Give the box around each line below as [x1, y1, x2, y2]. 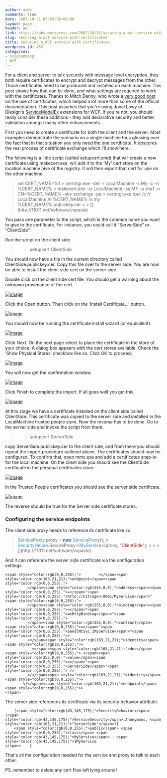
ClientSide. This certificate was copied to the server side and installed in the [5, 413, 162, 419]
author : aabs [5, 7, 32, 12]
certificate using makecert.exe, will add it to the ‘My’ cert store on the [5, 160, 148, 166]
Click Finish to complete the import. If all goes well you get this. [5, 389, 135, 395]
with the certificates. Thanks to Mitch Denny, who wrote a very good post [5, 93, 156, 99]
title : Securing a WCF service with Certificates [5, 40, 110, 45]
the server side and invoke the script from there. [5, 424, 104, 430]
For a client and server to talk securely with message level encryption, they [5, 72, 159, 78]
